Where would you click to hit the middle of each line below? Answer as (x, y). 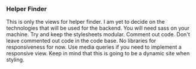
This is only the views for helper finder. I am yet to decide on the (85, 22)
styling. (15, 60)
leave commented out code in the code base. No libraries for (81, 41)
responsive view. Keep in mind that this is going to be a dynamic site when (98, 54)
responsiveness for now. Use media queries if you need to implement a (94, 47)
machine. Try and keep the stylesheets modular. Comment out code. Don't (98, 34)
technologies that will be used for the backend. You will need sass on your (98, 28)
